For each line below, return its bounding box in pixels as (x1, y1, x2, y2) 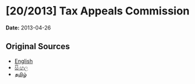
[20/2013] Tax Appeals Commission (5, 4, 190, 18)
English (14, 57, 33, 64)
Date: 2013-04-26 (5, 24, 51, 31)
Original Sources (5, 41, 70, 52)
